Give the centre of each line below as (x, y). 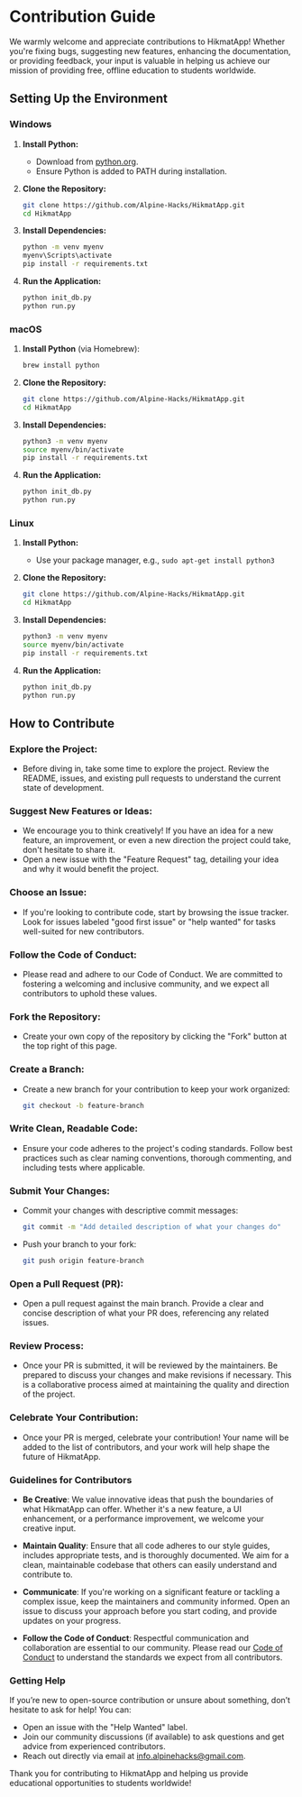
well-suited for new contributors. (83, 931)
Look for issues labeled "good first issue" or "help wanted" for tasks (149, 921)
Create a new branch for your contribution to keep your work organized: (156, 1089)
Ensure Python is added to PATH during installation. (131, 171)
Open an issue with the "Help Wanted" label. (105, 1728)
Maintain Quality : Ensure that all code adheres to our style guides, (146, 1546)
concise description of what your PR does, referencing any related (146, 1313)
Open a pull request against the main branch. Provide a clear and (143, 1304)
